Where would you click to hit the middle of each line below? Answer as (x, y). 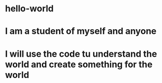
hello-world (30, 9)
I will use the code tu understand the (81, 54)
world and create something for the (79, 64)
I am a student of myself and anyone (81, 31)
